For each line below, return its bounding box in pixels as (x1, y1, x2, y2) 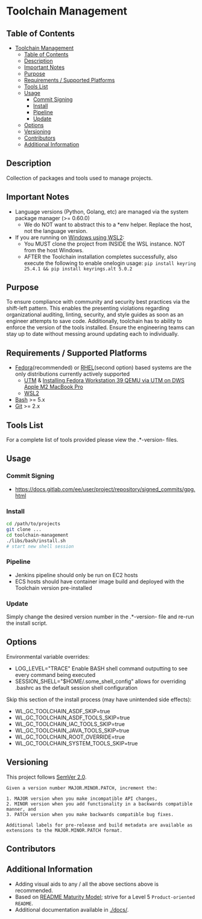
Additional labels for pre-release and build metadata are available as (6, 822, 193, 828)
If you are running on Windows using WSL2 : (14, 234, 125, 241)
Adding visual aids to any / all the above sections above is (14, 880, 159, 888)
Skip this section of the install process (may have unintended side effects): (6, 696, 192, 703)
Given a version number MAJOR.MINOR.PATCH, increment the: (6, 785, 158, 791)
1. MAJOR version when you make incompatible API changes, (6, 796, 158, 802)
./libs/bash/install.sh (6, 537, 66, 544)
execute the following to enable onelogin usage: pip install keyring (24, 259, 196, 267)
